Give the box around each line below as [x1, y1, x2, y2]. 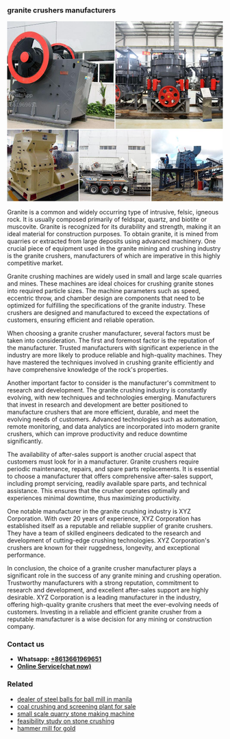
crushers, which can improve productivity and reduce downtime [7, 429, 188, 438]
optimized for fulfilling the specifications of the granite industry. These [7, 301, 206, 310]
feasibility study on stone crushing [16, 716, 115, 725]
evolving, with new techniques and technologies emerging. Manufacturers [7, 393, 216, 401]
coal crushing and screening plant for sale [16, 702, 136, 710]
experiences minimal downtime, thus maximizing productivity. [7, 494, 181, 502]
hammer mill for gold [16, 724, 76, 732]
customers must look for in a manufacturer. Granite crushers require [7, 458, 199, 466]
